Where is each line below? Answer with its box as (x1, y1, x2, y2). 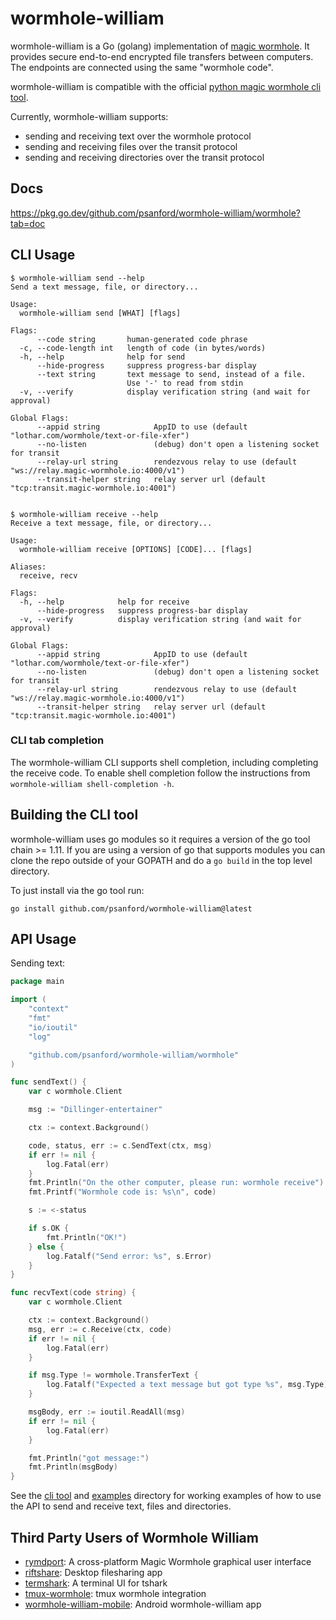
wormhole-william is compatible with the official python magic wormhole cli (10, 80, 322, 92)
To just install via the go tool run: (10, 884, 145, 896)
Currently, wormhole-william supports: (10, 110, 169, 122)
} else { (28, 1242, 65, 1252)
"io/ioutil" (28, 1022, 78, 1032)
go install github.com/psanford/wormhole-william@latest (10, 903, 253, 914)
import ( (10, 995, 47, 1005)
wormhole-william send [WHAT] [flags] (19, 308, 182, 318)
